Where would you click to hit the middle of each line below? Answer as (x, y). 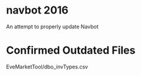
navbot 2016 (37, 10)
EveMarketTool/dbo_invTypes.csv (47, 67)
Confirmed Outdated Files (71, 50)
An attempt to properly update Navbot (53, 27)
